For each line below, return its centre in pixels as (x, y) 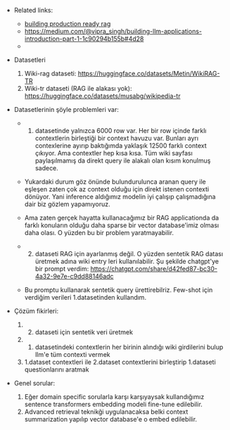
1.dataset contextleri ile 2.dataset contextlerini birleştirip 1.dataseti (120, 362)
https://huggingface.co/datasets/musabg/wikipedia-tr (102, 96)
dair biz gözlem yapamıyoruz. (67, 204)
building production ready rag (68, 24)
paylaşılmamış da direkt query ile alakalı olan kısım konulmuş (123, 160)
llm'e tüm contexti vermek (72, 354)
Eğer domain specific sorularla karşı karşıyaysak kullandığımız (114, 397)
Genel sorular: (34, 383)
